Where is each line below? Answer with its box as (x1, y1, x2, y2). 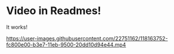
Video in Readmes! (6, 4, 101, 18)
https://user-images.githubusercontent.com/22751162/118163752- (6, 35, 168, 42)
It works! (6, 23, 28, 31)
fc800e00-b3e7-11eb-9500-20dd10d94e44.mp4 (6, 41, 126, 48)
